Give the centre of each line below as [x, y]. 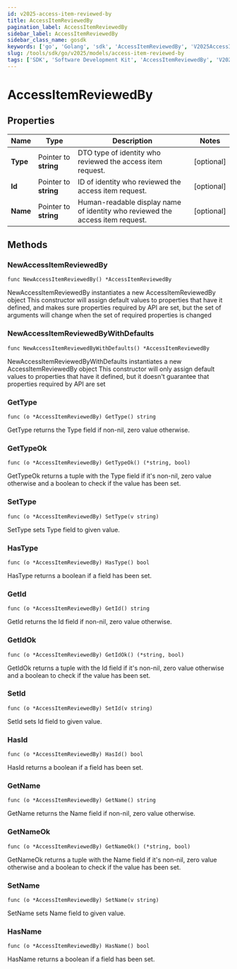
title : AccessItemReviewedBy [50, 20]
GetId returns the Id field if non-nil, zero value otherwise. [90, 622]
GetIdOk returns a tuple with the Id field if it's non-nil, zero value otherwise [116, 668]
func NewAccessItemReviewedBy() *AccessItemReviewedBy [90, 280]
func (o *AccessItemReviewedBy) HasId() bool [75, 754]
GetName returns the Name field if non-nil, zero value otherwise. [102, 814]
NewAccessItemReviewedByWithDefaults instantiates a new [95, 361]
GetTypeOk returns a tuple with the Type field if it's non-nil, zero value [109, 476]
